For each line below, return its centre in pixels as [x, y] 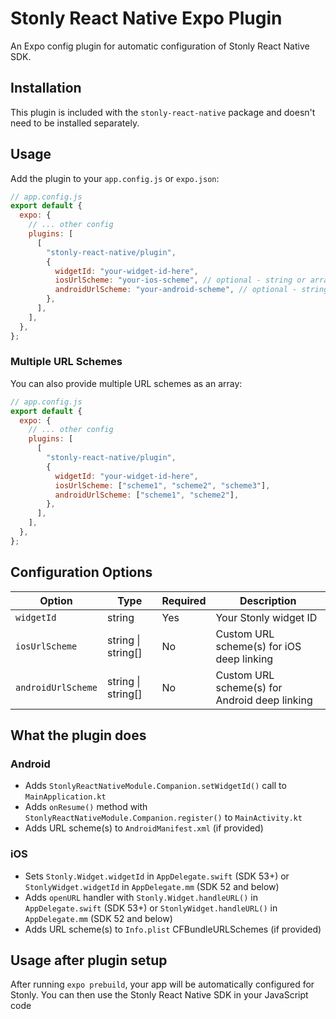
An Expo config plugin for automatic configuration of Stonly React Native [160, 46]
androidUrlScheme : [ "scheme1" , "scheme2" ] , [147, 495]
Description [268, 600]
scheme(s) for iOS [258, 646]
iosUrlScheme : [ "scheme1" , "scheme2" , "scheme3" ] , [162, 485]
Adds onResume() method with [86, 807]
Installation [46, 88]
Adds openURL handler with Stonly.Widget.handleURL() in [141, 897]
